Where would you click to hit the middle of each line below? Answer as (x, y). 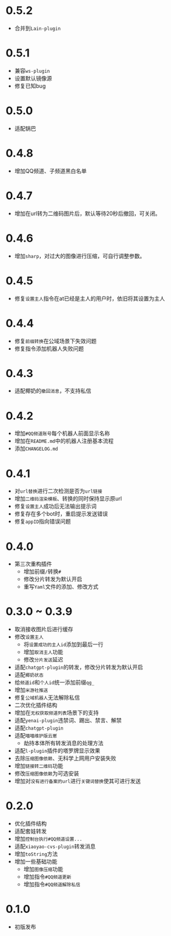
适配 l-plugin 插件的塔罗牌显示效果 (57, 751)
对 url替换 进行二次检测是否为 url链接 (58, 491)
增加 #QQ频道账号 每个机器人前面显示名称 (62, 433)
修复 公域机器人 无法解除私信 (47, 698)
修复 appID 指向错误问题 (42, 521)
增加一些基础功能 (36, 862)
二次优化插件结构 (36, 705)
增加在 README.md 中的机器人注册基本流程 (64, 441)
